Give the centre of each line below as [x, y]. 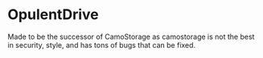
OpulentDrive [53, 15]
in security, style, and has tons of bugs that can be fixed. [102, 44]
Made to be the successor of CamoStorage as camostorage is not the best [131, 37]
